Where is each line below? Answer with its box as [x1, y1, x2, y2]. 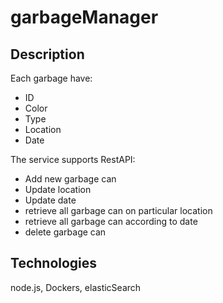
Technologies [10, 255, 98, 272]
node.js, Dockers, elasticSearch [10, 281, 142, 293]
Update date [24, 194, 77, 206]
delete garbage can [24, 226, 107, 238]
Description [10, 46, 85, 63]
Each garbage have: [10, 72, 93, 84]
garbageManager [10, 6, 159, 29]
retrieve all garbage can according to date [24, 216, 198, 227]
